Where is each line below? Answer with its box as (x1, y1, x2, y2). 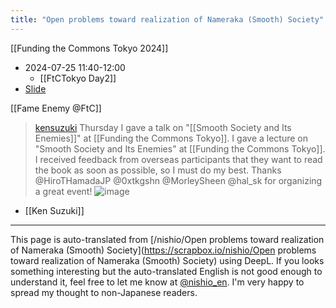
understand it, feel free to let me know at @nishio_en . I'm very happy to (10, 276, 305, 288)
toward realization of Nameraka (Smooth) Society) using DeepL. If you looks (10, 254, 325, 266)
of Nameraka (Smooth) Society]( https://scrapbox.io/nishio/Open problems (10, 244, 317, 256)
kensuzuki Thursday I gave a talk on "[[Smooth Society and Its (34, 121, 292, 133)
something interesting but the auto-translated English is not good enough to (10, 265, 323, 277)
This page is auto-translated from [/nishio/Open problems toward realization (10, 233, 325, 245)
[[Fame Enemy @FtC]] (10, 102, 102, 114)
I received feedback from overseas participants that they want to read (34, 153, 323, 165)
